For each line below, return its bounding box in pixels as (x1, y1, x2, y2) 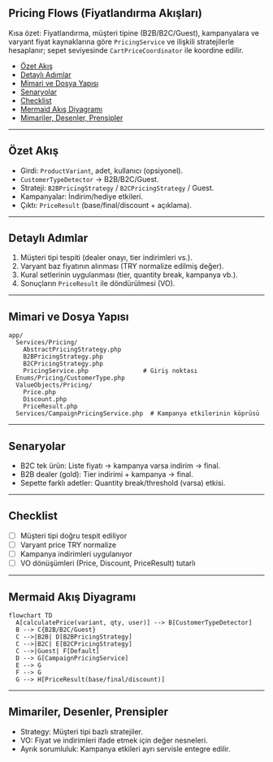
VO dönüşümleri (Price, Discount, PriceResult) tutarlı (19, 558, 197, 568)
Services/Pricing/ (15, 339, 79, 347)
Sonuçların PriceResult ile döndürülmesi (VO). (19, 279, 175, 288)
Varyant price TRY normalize (19, 539, 116, 549)
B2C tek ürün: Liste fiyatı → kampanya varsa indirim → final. (19, 461, 221, 470)
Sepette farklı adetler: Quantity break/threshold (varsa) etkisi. (19, 478, 226, 488)
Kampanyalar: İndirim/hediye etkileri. (19, 191, 144, 201)
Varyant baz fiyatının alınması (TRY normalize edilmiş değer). (19, 262, 224, 271)
